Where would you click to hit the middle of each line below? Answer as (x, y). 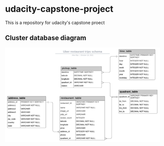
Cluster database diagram (46, 38)
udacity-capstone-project (59, 9)
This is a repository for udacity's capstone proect (55, 23)
